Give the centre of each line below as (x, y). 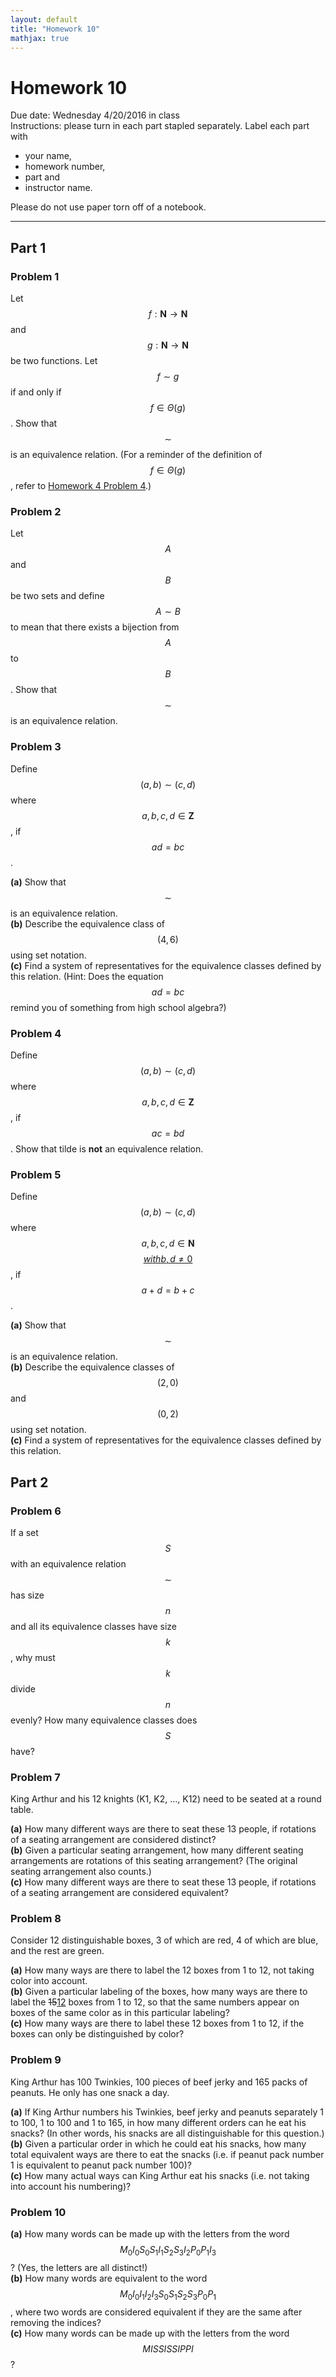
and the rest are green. (57, 1951)
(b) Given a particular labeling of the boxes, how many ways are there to (159, 1992)
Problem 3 (36, 747)
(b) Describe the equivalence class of (88, 923)
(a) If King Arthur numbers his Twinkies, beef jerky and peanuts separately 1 (167, 2112)
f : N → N (168, 314)
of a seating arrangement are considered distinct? (113, 1840)
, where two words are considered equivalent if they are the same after (156, 2312)
